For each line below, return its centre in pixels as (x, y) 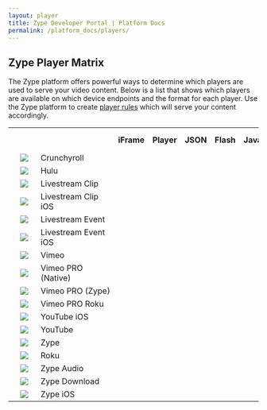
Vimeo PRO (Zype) (75, 291)
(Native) (56, 278)
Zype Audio (62, 369)
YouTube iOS (65, 317)
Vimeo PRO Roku (73, 304)
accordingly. (29, 115)
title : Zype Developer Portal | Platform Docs (87, 23)
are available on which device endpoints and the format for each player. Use (133, 99)
